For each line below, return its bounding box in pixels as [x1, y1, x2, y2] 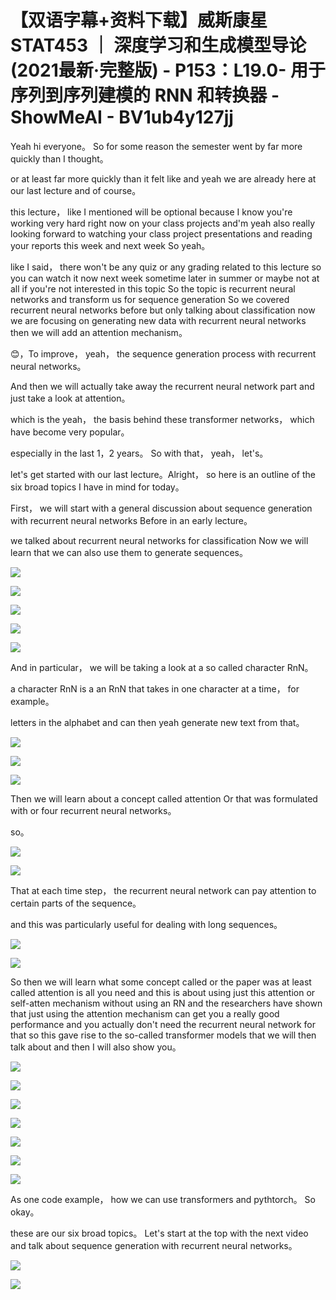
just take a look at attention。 [10, 392, 131, 404]
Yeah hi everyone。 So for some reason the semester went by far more [10, 140, 303, 152]
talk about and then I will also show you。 [10, 1041, 182, 1053]
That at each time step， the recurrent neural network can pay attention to [10, 884, 317, 896]
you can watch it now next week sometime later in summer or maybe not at [10, 272, 320, 284]
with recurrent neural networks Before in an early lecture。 [10, 514, 253, 526]
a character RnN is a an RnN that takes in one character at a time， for [10, 682, 300, 695]
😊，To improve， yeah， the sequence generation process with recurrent [10, 347, 317, 360]
